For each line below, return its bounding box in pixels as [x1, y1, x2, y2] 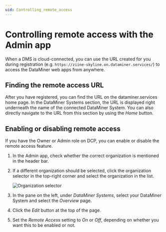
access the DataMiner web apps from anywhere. [5, 66, 105, 72]
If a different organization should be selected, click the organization [12, 168, 151, 174]
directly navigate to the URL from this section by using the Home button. [5, 110, 154, 116]
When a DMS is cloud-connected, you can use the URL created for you [5, 56, 151, 62]
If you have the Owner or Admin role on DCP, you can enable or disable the [5, 138, 160, 144]
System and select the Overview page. [12, 198, 92, 204]
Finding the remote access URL [5, 81, 104, 89]
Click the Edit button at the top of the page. [12, 208, 101, 214]
